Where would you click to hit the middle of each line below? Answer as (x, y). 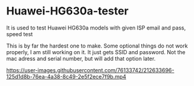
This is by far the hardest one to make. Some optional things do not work (97, 46)
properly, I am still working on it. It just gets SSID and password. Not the (96, 52)
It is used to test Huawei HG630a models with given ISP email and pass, (96, 28)
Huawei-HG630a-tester (68, 11)
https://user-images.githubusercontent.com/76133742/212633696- (90, 70)
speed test (20, 34)
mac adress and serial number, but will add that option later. (81, 58)
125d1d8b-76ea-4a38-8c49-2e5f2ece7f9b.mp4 (66, 76)
